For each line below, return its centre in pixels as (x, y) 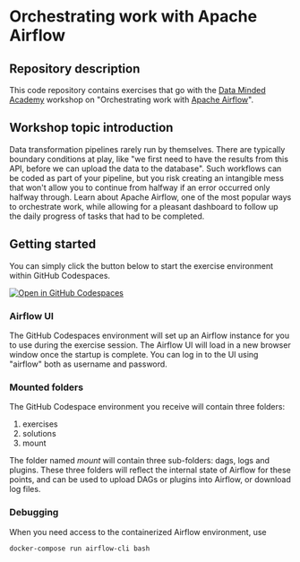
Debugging (34, 513)
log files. (25, 489)
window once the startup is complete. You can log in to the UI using (134, 354)
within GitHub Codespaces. (60, 275)
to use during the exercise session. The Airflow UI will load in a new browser (150, 345)
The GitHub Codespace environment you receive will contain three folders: (147, 407)
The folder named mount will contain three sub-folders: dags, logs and (140, 461)
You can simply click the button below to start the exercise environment (141, 265)
